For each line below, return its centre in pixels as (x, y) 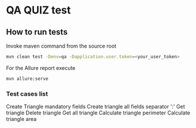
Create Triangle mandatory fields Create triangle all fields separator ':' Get (96, 107)
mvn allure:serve (27, 79)
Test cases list (27, 93)
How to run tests (37, 32)
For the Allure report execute (41, 68)
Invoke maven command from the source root (61, 46)
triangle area (21, 119)
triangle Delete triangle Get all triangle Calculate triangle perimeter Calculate (98, 113)
